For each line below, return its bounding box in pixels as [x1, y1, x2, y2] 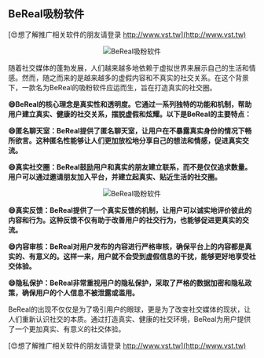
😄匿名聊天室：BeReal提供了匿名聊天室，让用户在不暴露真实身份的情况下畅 [8, 126, 252, 135]
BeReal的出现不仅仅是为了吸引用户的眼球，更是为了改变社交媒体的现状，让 [8, 305, 251, 314]
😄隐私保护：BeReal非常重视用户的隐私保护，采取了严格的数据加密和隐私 [8, 278, 245, 287]
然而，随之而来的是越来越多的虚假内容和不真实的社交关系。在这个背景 [21, 73, 249, 82]
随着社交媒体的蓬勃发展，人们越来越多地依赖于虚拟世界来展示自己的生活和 [8, 63, 249, 72]
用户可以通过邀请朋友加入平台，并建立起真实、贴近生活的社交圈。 [8, 172, 222, 181]
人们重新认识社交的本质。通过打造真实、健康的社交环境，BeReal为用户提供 [8, 314, 251, 323]
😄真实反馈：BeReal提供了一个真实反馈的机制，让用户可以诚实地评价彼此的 [8, 205, 252, 214]
